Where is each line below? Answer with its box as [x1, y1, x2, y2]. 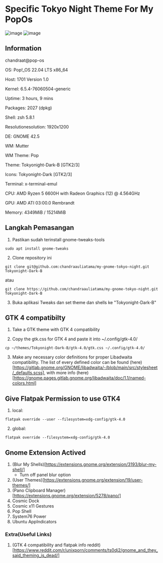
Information [5, 44, 42, 52]
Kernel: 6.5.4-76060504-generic [5, 86, 71, 92]
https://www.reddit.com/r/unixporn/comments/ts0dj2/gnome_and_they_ [14, 547, 158, 553]
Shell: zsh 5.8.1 [5, 114, 35, 120]
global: [12, 426, 26, 432]
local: [12, 408, 23, 413]
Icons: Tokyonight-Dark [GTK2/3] [5, 171, 72, 177]
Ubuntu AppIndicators [12, 519, 57, 524]
